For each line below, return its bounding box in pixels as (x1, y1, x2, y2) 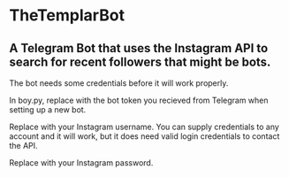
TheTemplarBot (9, 5, 125, 26)
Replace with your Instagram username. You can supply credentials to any (9, 121, 280, 132)
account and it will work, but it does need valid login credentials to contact (9, 131, 280, 142)
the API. (9, 141, 38, 150)
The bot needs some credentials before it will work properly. (9, 78, 229, 88)
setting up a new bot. (9, 104, 87, 115)
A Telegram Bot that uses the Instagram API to (9, 41, 269, 56)
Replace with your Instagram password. (9, 158, 154, 168)
